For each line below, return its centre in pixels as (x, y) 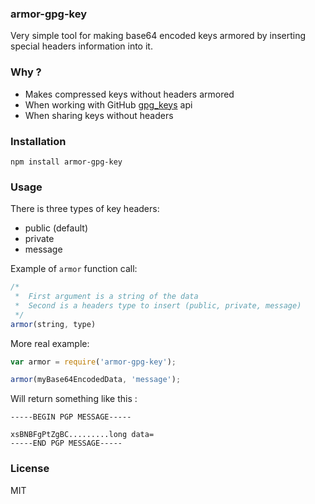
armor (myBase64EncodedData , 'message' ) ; (96, 380)
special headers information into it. (81, 46)
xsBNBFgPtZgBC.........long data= (82, 435)
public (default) (56, 228)
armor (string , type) (53, 324)
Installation (38, 141)
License (30, 469)
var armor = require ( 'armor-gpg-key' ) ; (93, 362)
